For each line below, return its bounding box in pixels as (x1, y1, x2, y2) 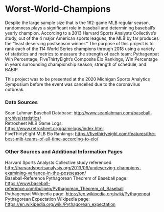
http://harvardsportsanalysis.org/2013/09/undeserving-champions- (5, 164, 141, 170)
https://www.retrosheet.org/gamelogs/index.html (5, 126, 104, 132)
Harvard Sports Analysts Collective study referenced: (5, 159, 113, 165)
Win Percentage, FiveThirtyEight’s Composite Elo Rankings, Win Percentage (5, 56, 158, 62)
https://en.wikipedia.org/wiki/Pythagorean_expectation (5, 201, 116, 207)
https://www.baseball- (5, 180, 50, 186)
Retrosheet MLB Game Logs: (5, 120, 63, 126)
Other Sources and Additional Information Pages (5, 148, 123, 155)
